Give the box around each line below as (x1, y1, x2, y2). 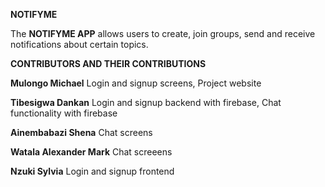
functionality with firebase (10, 107, 118, 119)
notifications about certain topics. (10, 39, 149, 50)
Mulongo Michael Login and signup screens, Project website (10, 77, 262, 89)
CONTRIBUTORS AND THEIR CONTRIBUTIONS (10, 58, 207, 69)
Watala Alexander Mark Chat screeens (10, 146, 173, 158)
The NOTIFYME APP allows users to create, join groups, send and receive (10, 28, 316, 39)
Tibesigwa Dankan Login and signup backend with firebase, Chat (10, 97, 282, 108)
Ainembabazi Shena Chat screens (10, 127, 153, 138)
